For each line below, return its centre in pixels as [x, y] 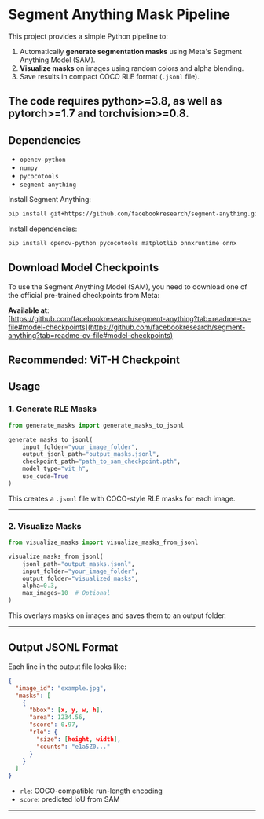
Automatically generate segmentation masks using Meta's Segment [130, 51]
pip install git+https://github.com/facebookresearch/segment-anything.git [135, 214]
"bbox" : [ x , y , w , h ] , [66, 710]
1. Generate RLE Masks [52, 409]
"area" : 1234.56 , [57, 718]
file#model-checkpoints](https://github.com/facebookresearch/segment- [127, 327]
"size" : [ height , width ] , [79, 739]
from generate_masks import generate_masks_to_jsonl [96, 425]
